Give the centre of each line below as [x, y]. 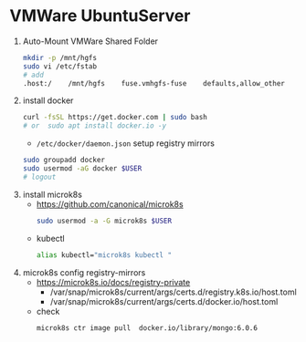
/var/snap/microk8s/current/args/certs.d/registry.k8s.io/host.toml [173, 292]
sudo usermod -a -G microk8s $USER [104, 221]
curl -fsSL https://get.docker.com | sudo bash [115, 118]
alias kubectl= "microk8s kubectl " [104, 255]
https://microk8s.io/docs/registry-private [113, 282]
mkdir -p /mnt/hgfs [60, 57]
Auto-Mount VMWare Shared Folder [90, 41]
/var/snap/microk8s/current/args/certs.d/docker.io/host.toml [164, 301]
